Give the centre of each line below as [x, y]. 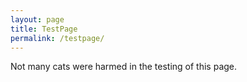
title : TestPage [44, 29]
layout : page [37, 19]
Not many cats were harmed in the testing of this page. [124, 67]
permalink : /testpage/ [57, 38]
